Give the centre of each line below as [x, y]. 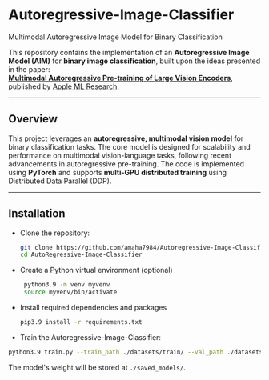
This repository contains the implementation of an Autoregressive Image [129, 52]
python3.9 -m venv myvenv [67, 285]
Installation [37, 214]
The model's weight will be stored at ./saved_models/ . [97, 367]
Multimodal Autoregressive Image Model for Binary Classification [115, 37]
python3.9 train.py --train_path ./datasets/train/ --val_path [116, 352]
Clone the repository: [55, 233]
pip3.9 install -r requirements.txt [81, 322]
